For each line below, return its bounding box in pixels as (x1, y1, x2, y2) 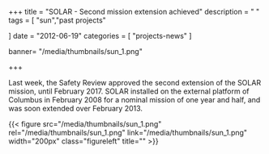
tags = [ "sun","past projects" (8, 15, 107, 25)
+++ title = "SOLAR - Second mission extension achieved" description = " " (8, 7, 260, 16)
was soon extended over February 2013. (8, 104, 143, 113)
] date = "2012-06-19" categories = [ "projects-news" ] (8, 31, 192, 40)
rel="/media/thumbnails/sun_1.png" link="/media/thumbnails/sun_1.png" (8, 128, 248, 137)
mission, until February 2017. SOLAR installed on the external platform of (8, 86, 250, 96)
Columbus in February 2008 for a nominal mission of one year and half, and (8, 95, 261, 104)
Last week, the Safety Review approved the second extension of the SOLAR (8, 78, 262, 87)
